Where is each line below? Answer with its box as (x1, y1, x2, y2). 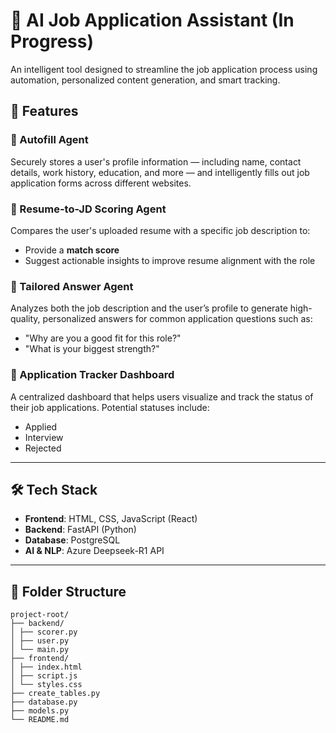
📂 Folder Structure (10, 583, 127, 600)
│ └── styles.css (10, 680, 83, 690)
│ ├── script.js (10, 671, 78, 681)
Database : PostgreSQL (24, 534, 121, 546)
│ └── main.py (10, 645, 70, 655)
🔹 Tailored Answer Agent (10, 279, 134, 293)
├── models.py (10, 706, 70, 716)
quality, (10, 313, 41, 325)
